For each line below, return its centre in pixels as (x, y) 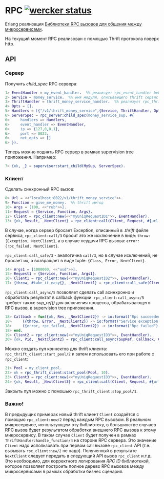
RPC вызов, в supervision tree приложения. (50, 308)
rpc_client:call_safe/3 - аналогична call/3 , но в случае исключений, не (81, 255)
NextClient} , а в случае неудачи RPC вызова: (78, 240)
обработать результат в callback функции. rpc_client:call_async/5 (75, 297)
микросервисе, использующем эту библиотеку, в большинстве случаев (81, 425)
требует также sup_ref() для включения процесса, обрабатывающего (78, 303)
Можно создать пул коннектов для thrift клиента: (56, 349)
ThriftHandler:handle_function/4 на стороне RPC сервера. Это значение (81, 440)
